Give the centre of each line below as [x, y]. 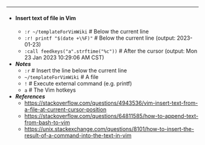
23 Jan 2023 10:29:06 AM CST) [64, 58]
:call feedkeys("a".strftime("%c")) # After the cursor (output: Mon [111, 51]
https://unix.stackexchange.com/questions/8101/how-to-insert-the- [109, 129]
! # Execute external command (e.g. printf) [78, 84]
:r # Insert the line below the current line [75, 70]
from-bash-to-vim [47, 122]
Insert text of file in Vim [45, 18]
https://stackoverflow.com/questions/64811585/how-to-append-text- [111, 116]
